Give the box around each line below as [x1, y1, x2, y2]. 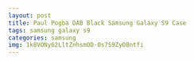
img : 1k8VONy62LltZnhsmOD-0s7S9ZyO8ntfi [8, 41, 145, 49]
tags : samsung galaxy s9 [8, 26, 91, 34]
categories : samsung [8, 33, 77, 42]
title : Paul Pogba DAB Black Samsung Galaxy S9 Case [8, 19, 187, 27]
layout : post [8, 11, 52, 20]
